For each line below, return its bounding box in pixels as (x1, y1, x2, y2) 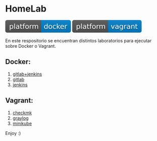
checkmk (12, 109, 32, 116)
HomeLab (5, 3, 47, 15)
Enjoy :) (5, 130, 21, 136)
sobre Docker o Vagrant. (5, 43, 57, 49)
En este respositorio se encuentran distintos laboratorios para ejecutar (5, 37, 152, 43)
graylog (12, 115, 29, 121)
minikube (12, 120, 32, 126)
